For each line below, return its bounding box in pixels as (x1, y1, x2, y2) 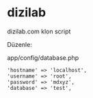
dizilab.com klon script (7, 27, 71, 35)
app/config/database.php (7, 53, 79, 62)
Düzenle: (7, 40, 32, 48)
